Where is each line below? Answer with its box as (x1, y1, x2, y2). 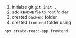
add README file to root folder (11, 9, 69, 15)
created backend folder (11, 14, 57, 20)
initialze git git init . (11, 4, 57, 10)
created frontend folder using (11, 19, 71, 25)
